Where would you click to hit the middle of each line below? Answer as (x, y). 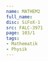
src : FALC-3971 (25, 28)
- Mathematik (22, 44)
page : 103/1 (20, 33)
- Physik (17, 49)
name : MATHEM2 (23, 11)
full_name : (19, 17)
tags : (13, 38)
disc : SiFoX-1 (23, 22)
